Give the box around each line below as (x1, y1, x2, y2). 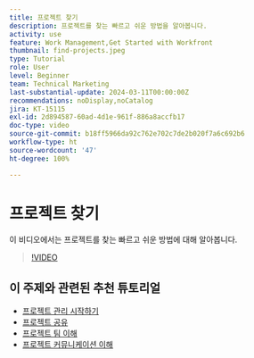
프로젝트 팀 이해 (21, 328, 78, 339)
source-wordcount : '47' (9, 146, 98, 154)
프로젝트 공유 (21, 317, 69, 328)
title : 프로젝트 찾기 (9, 12, 78, 22)
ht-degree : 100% (9, 154, 70, 163)
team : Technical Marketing (9, 79, 110, 88)
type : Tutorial (9, 54, 66, 63)
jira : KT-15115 (9, 104, 66, 113)
